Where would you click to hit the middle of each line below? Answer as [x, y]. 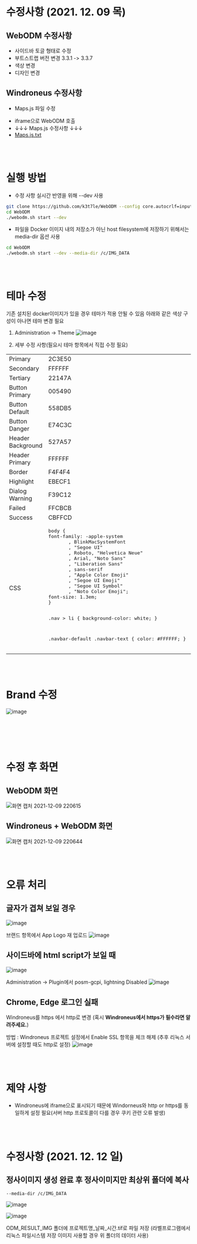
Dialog [18, 491]
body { [57, 531]
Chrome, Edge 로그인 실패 [52, 1002]
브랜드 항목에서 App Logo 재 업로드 [47, 935]
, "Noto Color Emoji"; [98, 592]
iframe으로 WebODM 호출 [45, 120]
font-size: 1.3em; [72, 597]
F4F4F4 [59, 472]
